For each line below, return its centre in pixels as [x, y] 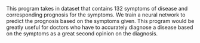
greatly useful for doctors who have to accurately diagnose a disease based [100, 27]
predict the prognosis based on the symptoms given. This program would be [100, 21]
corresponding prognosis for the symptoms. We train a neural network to [96, 15]
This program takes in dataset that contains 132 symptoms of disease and [97, 9]
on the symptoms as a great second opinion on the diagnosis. [82, 34]
